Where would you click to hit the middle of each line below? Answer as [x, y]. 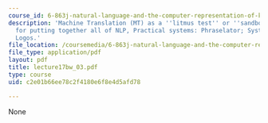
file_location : [33, 45]
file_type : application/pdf [55, 52]
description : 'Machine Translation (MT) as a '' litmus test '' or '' [124, 23]
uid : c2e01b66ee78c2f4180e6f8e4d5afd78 [75, 82]
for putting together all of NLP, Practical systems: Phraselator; [130, 30]
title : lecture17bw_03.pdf [53, 67]
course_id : [26, 15]
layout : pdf [28, 60]
